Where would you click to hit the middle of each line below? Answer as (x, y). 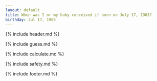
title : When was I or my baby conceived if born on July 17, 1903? (79, 15)
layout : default (23, 10)
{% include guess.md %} (31, 44)
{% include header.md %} (32, 34)
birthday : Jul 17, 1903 (31, 19)
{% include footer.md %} (31, 74)
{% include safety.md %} (32, 64)
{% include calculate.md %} (35, 54)
